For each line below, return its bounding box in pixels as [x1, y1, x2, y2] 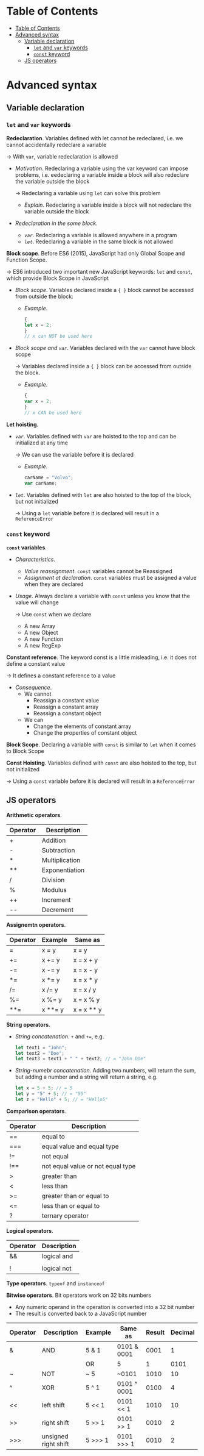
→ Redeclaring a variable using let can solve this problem [15, 189, 161, 196]
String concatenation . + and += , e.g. [15, 1032, 104, 1040]
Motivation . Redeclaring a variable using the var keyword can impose [15, 165, 188, 172]
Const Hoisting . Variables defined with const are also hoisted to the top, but [6, 759, 197, 766]
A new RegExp [24, 641, 61, 649]
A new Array [24, 622, 56, 629]
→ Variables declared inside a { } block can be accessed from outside [15, 363, 192, 370]
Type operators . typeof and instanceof [6, 1279, 105, 1287]
